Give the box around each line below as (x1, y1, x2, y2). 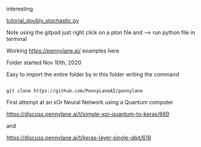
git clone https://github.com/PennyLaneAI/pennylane (6, 88, 143, 94)
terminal (6, 35, 27, 42)
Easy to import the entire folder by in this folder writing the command (6, 71, 180, 78)
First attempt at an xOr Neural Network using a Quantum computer (6, 99, 174, 106)
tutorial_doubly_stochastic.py (6, 17, 79, 24)
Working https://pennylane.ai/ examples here (6, 47, 120, 54)
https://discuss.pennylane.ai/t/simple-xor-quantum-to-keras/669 (6, 110, 169, 118)
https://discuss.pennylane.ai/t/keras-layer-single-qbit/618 (6, 134, 151, 141)
